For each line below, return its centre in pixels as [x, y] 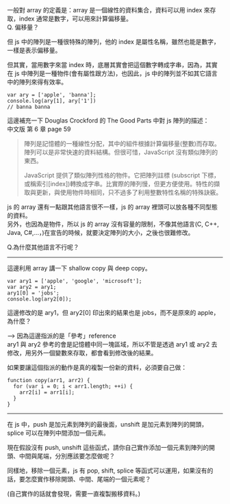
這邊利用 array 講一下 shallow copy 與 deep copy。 [79, 268]
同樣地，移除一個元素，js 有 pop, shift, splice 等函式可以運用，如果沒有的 [110, 470]
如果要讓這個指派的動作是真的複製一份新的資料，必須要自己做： [97, 367]
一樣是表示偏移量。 [34, 50]
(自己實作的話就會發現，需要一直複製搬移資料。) [74, 494]
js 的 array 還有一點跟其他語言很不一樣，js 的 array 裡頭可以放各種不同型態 [112, 207]
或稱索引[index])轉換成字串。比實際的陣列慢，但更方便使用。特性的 [119, 184]
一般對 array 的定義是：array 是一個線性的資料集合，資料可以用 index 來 [108, 10]
